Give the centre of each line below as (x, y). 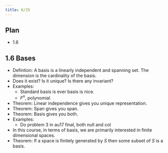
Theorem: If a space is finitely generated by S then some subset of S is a (88, 140)
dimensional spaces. (34, 135)
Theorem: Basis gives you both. (45, 114)
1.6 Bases (21, 58)
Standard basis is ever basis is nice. (57, 92)
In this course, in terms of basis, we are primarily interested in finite (82, 130)
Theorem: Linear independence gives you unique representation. (80, 103)
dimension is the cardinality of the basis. (54, 75)
